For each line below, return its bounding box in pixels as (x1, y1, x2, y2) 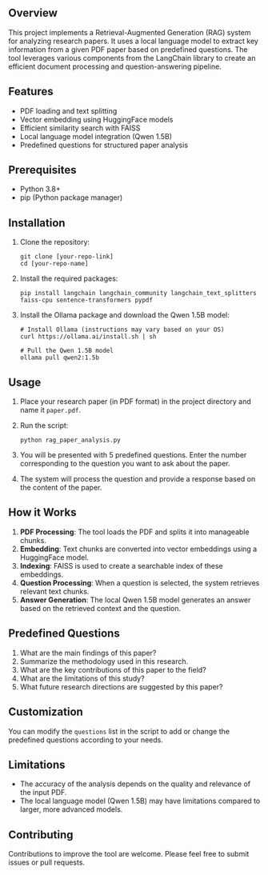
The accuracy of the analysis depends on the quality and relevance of (19, 779, 250, 789)
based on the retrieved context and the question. (19, 603, 182, 613)
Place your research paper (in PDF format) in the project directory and (19, 397, 252, 406)
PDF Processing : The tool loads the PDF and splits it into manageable (19, 527, 250, 537)
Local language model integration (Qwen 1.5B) (19, 131, 173, 141)
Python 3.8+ (19, 184, 62, 194)
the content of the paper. (19, 483, 102, 493)
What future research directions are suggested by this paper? (19, 681, 223, 691)
